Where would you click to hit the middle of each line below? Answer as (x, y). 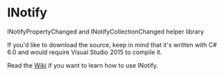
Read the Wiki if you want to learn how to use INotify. (83, 65)
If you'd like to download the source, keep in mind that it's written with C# (112, 45)
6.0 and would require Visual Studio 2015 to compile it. (85, 52)
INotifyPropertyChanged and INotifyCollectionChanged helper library (106, 31)
